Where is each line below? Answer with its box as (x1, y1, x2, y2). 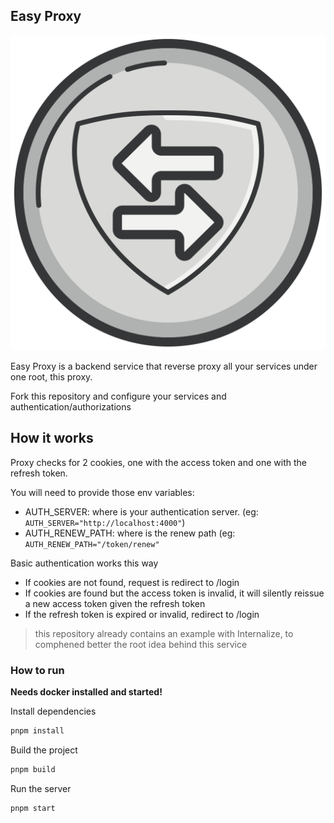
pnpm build (10, 764, 56, 774)
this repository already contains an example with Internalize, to (34, 627, 294, 639)
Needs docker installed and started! (10, 685, 163, 698)
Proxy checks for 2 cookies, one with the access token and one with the (10, 456, 307, 468)
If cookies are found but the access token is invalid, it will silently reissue (24, 587, 325, 599)
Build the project (10, 744, 78, 756)
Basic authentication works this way (10, 557, 159, 569)
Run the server (10, 782, 72, 794)
